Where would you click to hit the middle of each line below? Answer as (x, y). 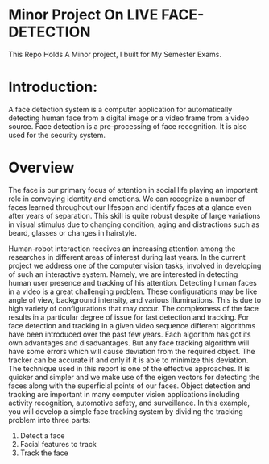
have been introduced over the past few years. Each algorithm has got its (130, 334)
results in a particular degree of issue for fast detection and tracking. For (129, 317)
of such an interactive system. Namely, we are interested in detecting (123, 274)
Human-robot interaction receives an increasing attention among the (122, 249)
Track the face (44, 453)
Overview (41, 168)
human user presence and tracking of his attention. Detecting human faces (133, 282)
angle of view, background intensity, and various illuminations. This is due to (135, 299)
